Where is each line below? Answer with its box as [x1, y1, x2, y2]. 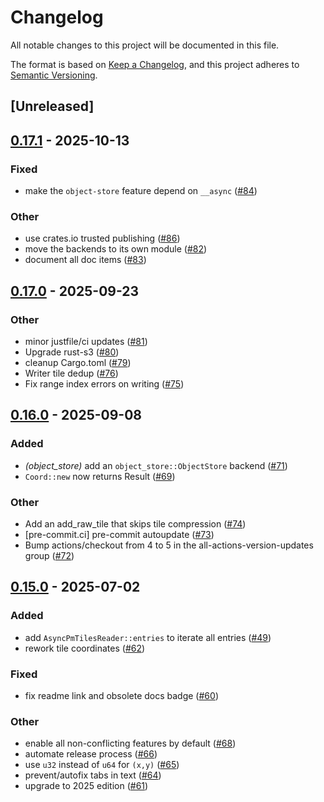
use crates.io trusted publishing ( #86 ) [24, 232, 181, 245]
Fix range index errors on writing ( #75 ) [24, 378, 185, 390]
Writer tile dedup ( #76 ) [24, 367, 119, 379]
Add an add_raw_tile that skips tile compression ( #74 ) [24, 517, 247, 530]
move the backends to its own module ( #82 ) [24, 243, 208, 255]
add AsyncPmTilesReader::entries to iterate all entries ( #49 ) [24, 631, 272, 643]
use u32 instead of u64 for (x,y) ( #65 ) [24, 759, 180, 771]
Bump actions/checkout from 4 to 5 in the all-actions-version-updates [24, 539, 314, 551]
